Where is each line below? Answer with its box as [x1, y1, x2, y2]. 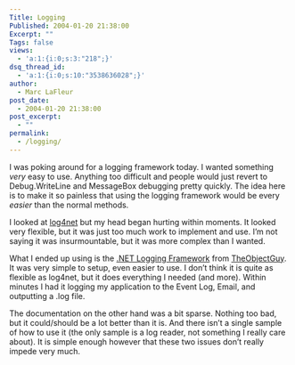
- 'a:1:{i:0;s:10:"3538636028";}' [17, 71, 145, 80]
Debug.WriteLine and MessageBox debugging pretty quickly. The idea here [9, 180, 286, 191]
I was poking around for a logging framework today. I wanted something [9, 161, 275, 172]
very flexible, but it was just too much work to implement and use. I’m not [9, 226, 278, 237]
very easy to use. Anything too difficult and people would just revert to [9, 171, 268, 182]
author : [9, 79, 38, 88]
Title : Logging [9, 12, 66, 22]
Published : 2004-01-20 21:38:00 [9, 21, 129, 30]
